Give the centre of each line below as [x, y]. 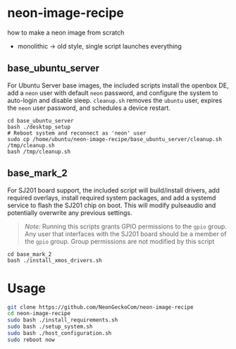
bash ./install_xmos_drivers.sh [55, 260]
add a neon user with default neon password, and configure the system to [113, 92]
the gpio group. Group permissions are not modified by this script [119, 241]
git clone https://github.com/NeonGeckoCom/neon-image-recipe [100, 307]
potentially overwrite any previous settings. [70, 212]
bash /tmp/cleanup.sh [39, 152]
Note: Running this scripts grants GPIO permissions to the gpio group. [126, 226]
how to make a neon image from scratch [66, 32]
